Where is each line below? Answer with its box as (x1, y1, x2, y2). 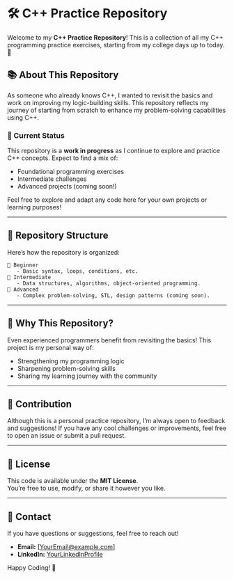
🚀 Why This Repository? (7, 317, 114, 329)
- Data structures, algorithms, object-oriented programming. (16, 280, 201, 287)
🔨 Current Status (7, 130, 65, 140)
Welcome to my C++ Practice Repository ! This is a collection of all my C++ (7, 33, 224, 42)
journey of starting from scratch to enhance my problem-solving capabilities (7, 106, 226, 114)
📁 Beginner (7, 262, 39, 269)
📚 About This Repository (7, 69, 119, 81)
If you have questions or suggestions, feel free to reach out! (7, 530, 179, 538)
